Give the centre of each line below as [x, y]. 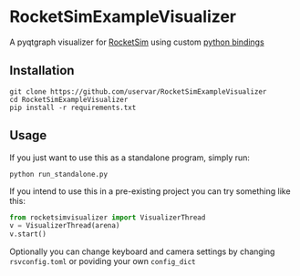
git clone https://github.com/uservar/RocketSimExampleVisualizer [138, 92]
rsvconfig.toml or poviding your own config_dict [103, 261]
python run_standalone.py [58, 174]
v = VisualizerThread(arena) [65, 226]
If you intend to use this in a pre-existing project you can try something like [150, 191]
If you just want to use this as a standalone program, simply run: [130, 158]
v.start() [28, 234]
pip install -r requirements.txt [73, 107]
